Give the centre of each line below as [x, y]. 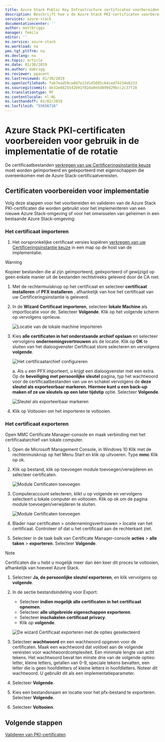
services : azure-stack [28, 19]
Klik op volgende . [37, 623]
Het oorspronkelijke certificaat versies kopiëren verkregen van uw [79, 242]
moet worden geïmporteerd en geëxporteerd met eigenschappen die [75, 170]
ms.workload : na [22, 46]
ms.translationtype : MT [29, 92]
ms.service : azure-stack [30, 42]
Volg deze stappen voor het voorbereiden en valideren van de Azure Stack [81, 203]
